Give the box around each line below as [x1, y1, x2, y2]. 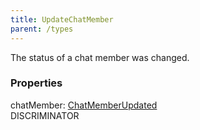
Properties [10, 76, 63, 90]
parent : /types [10, 24, 74, 34]
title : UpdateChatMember [10, 14, 114, 25]
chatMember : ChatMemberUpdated [10, 99, 158, 111]
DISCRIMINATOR [10, 109, 80, 121]
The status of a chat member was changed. [10, 51, 190, 63]
